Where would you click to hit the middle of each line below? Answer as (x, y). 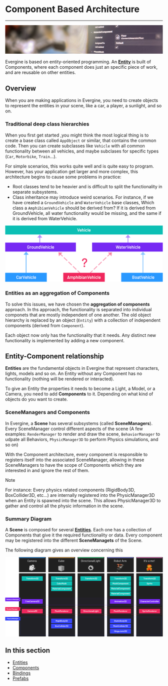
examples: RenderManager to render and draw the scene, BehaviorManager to (83, 434)
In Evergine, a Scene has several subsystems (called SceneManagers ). (79, 423)
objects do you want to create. (37, 399)
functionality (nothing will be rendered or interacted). (59, 379)
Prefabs (20, 678)
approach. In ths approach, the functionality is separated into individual (78, 309)
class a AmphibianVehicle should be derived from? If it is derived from (84, 208)
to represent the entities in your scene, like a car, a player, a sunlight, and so (83, 106)
